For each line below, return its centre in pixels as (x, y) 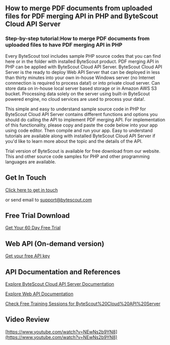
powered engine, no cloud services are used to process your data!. (75, 99)
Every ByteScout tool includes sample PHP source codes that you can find (83, 56)
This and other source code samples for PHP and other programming (77, 156)
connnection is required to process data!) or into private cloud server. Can (83, 83)
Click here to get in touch (32, 190)
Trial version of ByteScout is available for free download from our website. (83, 151)
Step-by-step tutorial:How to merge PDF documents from (77, 39)
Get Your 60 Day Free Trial (33, 228)
